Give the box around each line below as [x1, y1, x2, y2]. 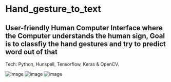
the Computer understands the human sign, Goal [5, 31, 165, 40]
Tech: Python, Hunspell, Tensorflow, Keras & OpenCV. [5, 61, 120, 67]
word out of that [5, 47, 58, 56]
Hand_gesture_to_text [5, 3, 102, 15]
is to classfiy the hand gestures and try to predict [5, 39, 166, 48]
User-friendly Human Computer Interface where [5, 24, 163, 32]
